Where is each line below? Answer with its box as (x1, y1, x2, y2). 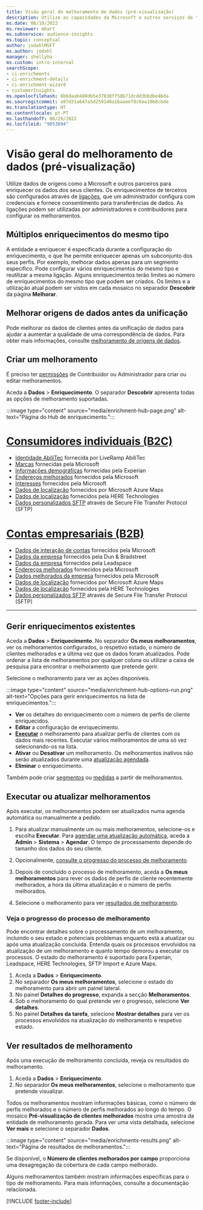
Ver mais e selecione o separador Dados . (6, 1125, 111, 1133)
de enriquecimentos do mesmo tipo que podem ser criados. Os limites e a (6, 277, 190, 285)
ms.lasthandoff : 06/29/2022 (6, 115, 77, 121)
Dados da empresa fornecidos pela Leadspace (14, 559, 132, 567)
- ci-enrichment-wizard (6, 82, 66, 88)
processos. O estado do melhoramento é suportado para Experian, (6, 954, 173, 961)
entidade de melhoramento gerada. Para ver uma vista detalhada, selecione (6, 1119, 195, 1126)
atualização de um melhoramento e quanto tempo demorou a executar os (6, 947, 189, 954)
